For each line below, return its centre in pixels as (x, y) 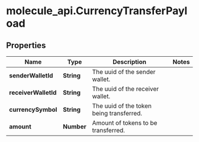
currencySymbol (33, 109)
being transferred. (117, 113)
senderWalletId (31, 75)
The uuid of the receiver (126, 89)
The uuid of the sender (124, 72)
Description (129, 62)
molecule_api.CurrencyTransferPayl (97, 11)
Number (75, 127)
